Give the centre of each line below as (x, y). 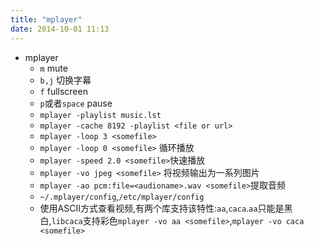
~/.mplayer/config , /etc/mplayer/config (122, 196)
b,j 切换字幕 (65, 80)
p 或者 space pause (76, 103)
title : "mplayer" (46, 19)
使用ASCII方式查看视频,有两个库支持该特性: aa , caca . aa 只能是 (162, 208)
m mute (53, 68)
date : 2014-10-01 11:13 (60, 29)
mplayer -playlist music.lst (100, 115)
